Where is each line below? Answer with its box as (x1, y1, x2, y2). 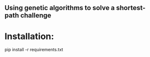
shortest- (116, 4, 146, 12)
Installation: (4, 31, 54, 42)
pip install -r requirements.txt (4, 47, 63, 53)
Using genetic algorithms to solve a (4, 4, 115, 12)
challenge (20, 12, 51, 20)
